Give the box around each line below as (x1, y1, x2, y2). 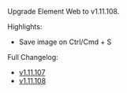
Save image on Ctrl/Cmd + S (18, 37, 112, 46)
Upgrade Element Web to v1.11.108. (7, 7, 120, 16)
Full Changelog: (7, 53, 58, 61)
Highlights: (7, 22, 43, 31)
